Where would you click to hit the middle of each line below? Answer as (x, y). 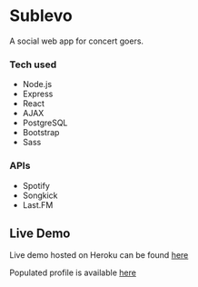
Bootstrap (41, 133)
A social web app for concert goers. (76, 41)
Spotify (36, 185)
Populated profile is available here (73, 272)
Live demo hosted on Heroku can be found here (99, 255)
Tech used (33, 64)
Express (38, 94)
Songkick (40, 195)
